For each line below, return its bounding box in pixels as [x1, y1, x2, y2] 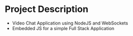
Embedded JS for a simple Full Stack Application [12, 25, 115, 31]
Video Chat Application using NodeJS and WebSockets [12, 20, 128, 26]
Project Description [5, 3, 89, 15]
